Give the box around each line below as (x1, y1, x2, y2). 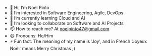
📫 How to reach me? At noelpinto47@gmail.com (9, 26, 110, 31)
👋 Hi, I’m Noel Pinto (9, 5, 50, 10)
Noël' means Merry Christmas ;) (9, 46, 76, 51)
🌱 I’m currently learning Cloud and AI (9, 15, 85, 21)
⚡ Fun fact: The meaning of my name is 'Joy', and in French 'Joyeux (9, 38, 147, 44)
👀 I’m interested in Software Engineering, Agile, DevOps (9, 10, 124, 16)
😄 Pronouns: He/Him (9, 33, 53, 39)
